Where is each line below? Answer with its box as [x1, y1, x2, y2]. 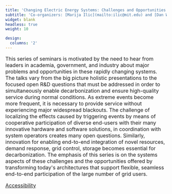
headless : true [5, 21, 38, 27]
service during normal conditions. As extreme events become [5, 93, 154, 100]
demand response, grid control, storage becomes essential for [5, 144, 156, 152]
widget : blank [5, 17, 36, 22]
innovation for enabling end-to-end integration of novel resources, [5, 138, 165, 145]
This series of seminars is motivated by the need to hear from [5, 55, 154, 62]
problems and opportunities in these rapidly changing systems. [5, 68, 158, 75]
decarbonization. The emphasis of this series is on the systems [5, 151, 158, 158]
